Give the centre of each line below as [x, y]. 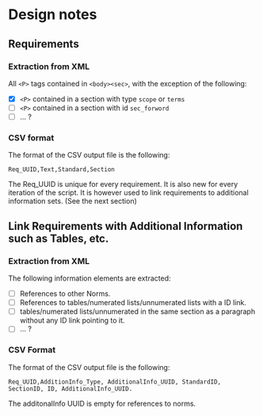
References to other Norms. [65, 294]
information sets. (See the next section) [72, 201]
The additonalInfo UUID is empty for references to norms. [102, 403]
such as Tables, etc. [59, 238]
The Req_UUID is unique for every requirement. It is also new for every [123, 185]
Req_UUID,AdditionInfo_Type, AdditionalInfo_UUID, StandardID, [115, 382]
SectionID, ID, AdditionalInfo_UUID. [71, 389]
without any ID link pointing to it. [72, 321]
